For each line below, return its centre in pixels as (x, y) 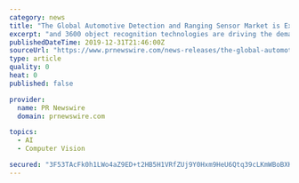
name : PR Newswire (52, 107)
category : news (37, 17)
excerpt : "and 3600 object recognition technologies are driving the (141, 34)
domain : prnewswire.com (61, 116)
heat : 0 (24, 76)
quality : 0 (29, 68)
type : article (36, 59)
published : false (41, 84)
